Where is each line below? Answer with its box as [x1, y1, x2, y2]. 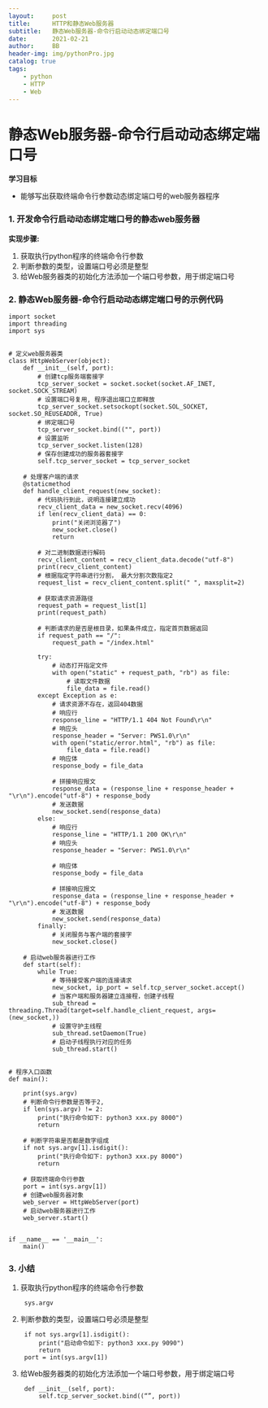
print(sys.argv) [23, 1089, 79, 1097]
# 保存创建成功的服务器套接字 [37, 449, 124, 458]
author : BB [8, 42, 60, 50]
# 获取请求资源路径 [37, 594, 93, 602]
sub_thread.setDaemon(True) [51, 1029, 148, 1038]
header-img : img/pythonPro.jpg [8, 50, 115, 58]
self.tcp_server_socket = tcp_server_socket [37, 457, 191, 465]
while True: [37, 968, 79, 976]
